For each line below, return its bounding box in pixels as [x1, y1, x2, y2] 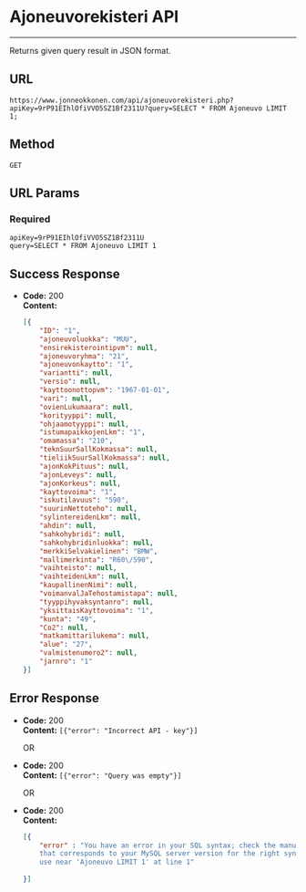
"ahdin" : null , [39, 522, 97, 531]
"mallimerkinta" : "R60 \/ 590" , [39, 555, 154, 565]
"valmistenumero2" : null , [39, 648, 138, 658]
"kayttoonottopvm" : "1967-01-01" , [39, 386, 170, 395]
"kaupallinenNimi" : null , [39, 581, 138, 590]
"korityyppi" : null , [39, 410, 117, 420]
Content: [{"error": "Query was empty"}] [22, 769, 182, 781]
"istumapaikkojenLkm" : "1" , [39, 428, 146, 437]
